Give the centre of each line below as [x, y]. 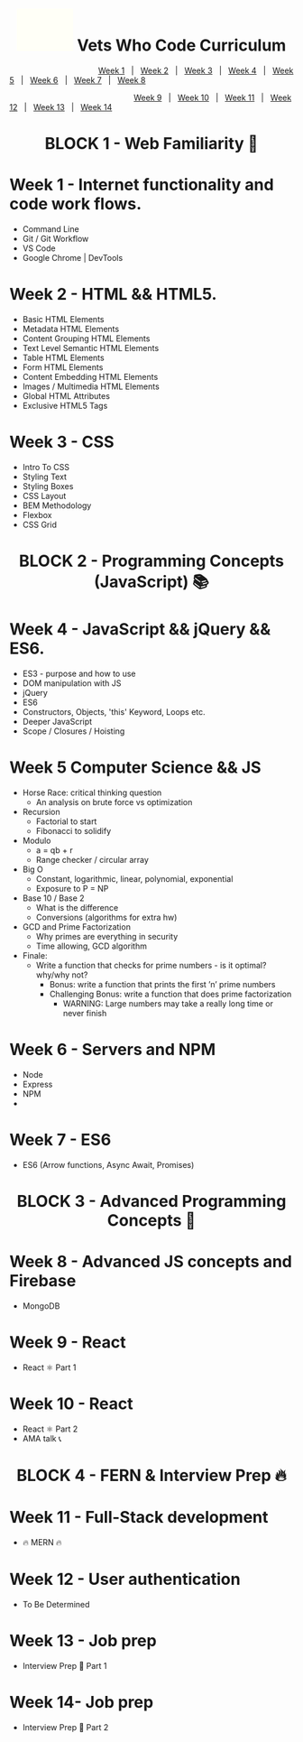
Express [37, 1084]
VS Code [39, 248]
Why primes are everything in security [107, 936]
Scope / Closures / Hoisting [73, 731]
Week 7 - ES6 [60, 1140]
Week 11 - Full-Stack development [139, 1518]
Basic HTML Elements [63, 319]
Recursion [41, 812]
